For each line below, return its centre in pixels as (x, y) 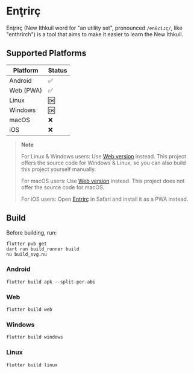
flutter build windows (35, 337)
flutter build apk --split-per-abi (51, 282)
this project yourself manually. (58, 169)
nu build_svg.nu (27, 254)
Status (58, 70)
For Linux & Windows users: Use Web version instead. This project (104, 156)
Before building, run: (32, 232)
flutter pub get (27, 244)
